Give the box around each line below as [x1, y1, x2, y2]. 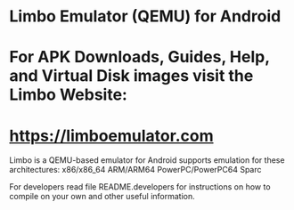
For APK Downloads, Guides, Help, [9, 47, 270, 68]
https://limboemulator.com [9, 125, 214, 146]
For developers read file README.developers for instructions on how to [9, 182, 271, 192]
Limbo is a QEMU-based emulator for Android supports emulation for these [9, 155, 285, 166]
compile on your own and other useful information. [9, 191, 195, 202]
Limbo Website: [9, 85, 127, 105]
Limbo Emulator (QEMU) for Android [9, 6, 282, 27]
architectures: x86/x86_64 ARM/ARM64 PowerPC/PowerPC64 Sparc [9, 165, 262, 175]
